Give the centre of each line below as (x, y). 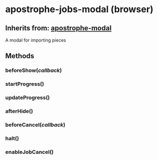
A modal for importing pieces (36, 40)
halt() (12, 138)
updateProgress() (27, 98)
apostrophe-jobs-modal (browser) (80, 9)
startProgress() (25, 84)
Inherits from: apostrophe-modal (58, 28)
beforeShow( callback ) (34, 70)
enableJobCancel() (29, 152)
